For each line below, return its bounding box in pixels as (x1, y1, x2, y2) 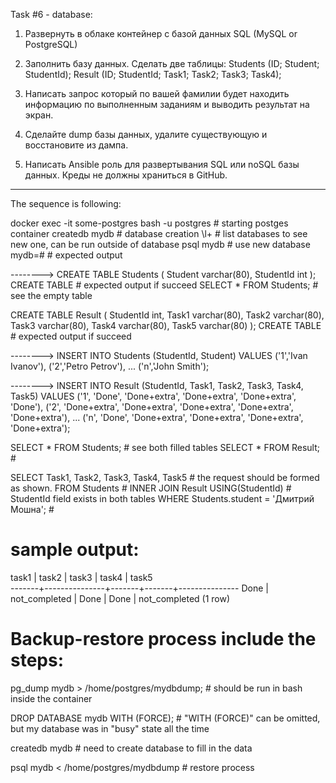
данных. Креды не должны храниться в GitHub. (24, 169, 228, 181)
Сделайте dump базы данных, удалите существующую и (24, 129, 268, 140)
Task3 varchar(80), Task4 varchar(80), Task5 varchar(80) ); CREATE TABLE (10, 320, 322, 331)
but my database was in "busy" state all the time (10, 722, 210, 734)
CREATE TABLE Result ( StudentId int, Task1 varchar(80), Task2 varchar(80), (10, 309, 325, 321)
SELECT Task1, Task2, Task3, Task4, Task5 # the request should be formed (10, 472, 320, 483)
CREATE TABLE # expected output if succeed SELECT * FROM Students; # (10, 279, 319, 291)
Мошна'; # (10, 504, 55, 515)
